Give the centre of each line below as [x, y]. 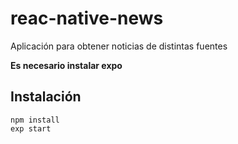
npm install [35, 120]
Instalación [46, 97]
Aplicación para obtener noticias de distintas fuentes [119, 46]
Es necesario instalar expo [66, 65]
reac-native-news [87, 18]
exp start [31, 128]
